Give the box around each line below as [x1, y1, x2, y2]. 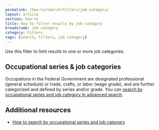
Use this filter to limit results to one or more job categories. [5, 48, 125, 54]
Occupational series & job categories [5, 63, 121, 71]
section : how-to [5, 16, 39, 21]
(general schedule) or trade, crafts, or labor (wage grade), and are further [5, 81, 155, 87]
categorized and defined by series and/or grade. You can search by [5, 86, 143, 92]
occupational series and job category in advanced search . [5, 91, 123, 97]
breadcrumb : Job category [5, 26, 58, 31]
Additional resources [5, 106, 71, 114]
